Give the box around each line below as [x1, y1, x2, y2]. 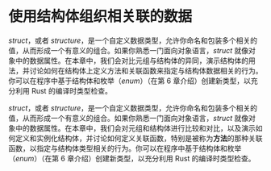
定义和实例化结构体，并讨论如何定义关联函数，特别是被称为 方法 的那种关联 [15, 133, 263, 143]
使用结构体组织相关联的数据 [8, 7, 193, 26]
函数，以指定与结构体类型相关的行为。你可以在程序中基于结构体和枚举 [8, 143, 242, 153]
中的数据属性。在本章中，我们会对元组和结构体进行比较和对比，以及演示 [15, 123, 256, 133]
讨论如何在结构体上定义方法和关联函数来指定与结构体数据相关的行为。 [29, 65, 263, 75]
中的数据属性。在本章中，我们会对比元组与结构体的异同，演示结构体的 [15, 56, 248, 65]
